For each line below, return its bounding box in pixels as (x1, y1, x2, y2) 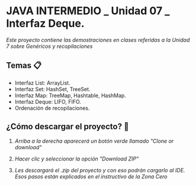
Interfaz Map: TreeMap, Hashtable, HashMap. (14, 92, 126, 99)
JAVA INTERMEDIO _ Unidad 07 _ (6, 4, 170, 18)
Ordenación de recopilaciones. (14, 104, 90, 111)
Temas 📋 (6, 60, 42, 70)
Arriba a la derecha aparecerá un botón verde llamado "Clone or (14, 137, 174, 145)
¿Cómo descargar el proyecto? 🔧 (6, 121, 129, 132)
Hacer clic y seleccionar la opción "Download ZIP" (14, 155, 139, 162)
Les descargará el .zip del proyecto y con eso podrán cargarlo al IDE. (14, 166, 185, 174)
